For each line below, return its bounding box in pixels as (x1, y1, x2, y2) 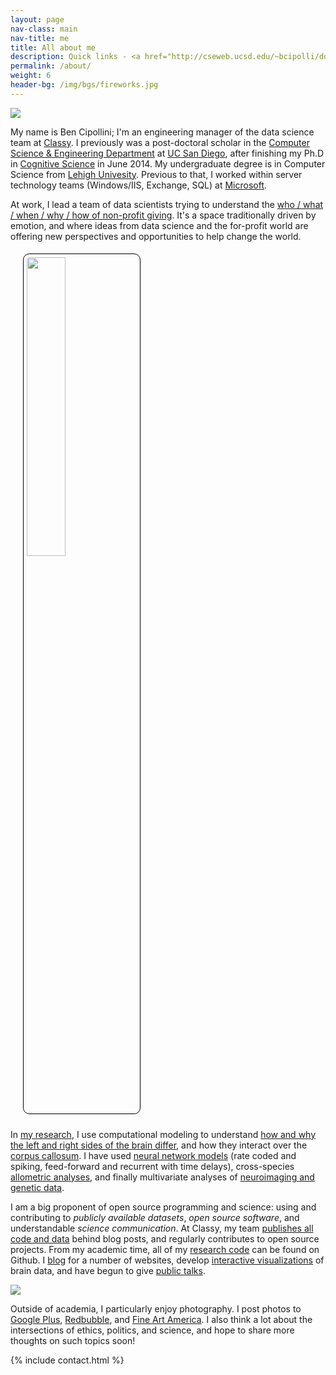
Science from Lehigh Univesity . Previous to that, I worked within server (10, 168, 303, 180)
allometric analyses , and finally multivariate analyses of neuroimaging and (10, 1171, 315, 1183)
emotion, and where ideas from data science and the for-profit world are (10, 219, 309, 231)
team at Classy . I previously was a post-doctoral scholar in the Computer (10, 136, 310, 148)
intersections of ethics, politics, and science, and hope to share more (10, 1324, 295, 1336)
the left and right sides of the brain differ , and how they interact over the (10, 1139, 308, 1151)
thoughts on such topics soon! (10, 1334, 136, 1346)
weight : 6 (10, 71, 52, 81)
